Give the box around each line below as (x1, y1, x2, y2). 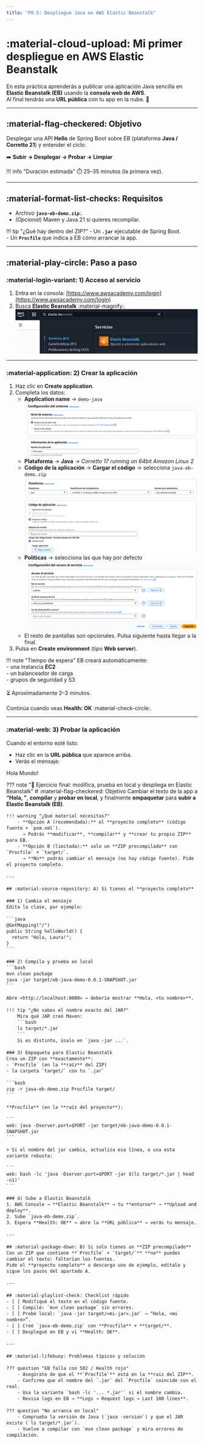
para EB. (6, 837, 29, 843)
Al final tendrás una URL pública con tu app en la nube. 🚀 (6, 95, 150, 103)
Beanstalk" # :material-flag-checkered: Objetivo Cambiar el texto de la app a (6, 787, 198, 795)
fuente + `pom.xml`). (6, 825, 61, 831)
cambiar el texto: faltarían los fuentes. (6, 1256, 115, 1262)
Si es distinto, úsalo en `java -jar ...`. (17, 1037, 129, 1043)
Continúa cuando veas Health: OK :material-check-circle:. (6, 705, 152, 712)
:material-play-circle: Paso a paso (6, 257, 138, 268)
